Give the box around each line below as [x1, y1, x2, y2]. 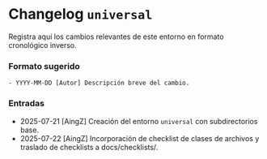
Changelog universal [8, 5, 153, 24]
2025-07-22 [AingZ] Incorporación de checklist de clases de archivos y [19, 133, 260, 143]
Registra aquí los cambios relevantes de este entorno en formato [8, 32, 224, 41]
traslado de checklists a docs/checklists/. [19, 142, 159, 152]
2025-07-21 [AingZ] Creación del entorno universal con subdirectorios [19, 116, 258, 126]
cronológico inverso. [8, 40, 77, 49]
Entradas [8, 98, 45, 110]
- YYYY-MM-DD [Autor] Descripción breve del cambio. [8, 79, 190, 88]
